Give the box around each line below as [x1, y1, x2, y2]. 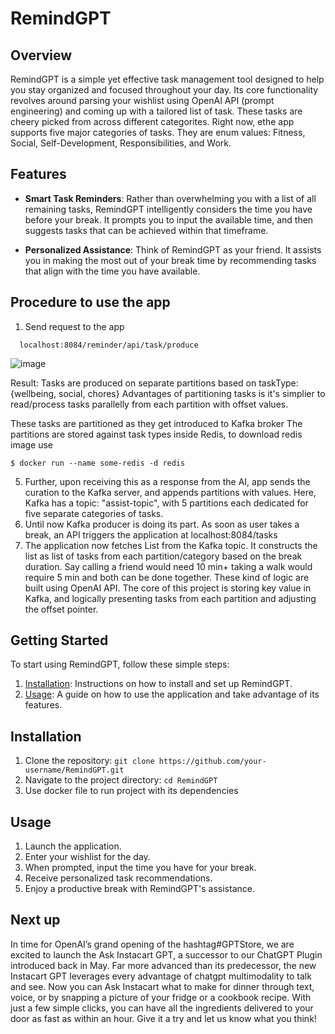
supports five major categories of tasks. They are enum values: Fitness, [10, 127, 306, 138]
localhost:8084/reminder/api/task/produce [19, 340, 199, 350]
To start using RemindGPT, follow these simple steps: [10, 658, 230, 671]
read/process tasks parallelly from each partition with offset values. [10, 398, 289, 410]
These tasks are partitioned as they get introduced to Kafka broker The [10, 417, 303, 429]
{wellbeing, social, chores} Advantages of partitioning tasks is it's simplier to [10, 387, 326, 399]
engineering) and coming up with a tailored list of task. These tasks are [10, 105, 303, 117]
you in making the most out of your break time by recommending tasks [24, 254, 317, 266]
